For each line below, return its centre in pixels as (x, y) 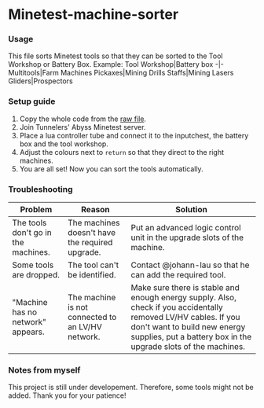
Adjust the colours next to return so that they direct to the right (122, 152)
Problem (36, 210)
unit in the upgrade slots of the (187, 237)
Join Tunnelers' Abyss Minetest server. (82, 127)
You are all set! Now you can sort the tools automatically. (111, 169)
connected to (92, 318)
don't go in (32, 233)
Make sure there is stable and (185, 288)
